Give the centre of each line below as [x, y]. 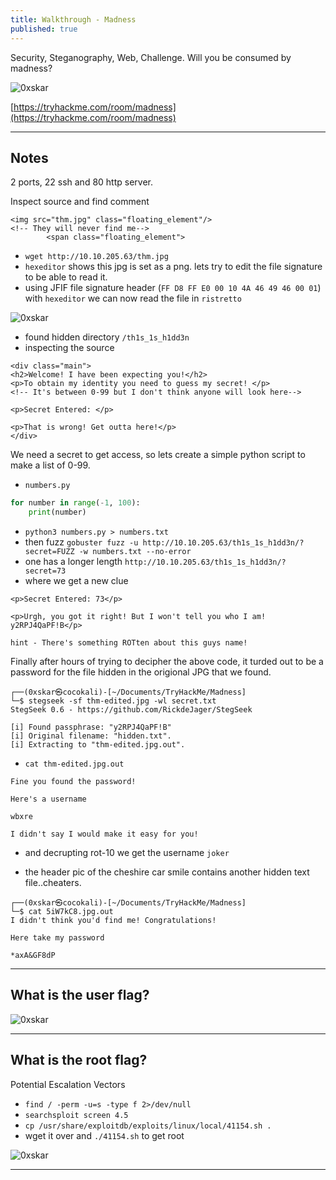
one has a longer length [73, 562]
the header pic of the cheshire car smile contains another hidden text [167, 872]
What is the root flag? [79, 1060]
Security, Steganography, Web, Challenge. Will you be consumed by [151, 57]
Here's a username [48, 799]
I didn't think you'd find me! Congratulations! [113, 921]
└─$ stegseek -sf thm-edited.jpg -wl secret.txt [113, 701]
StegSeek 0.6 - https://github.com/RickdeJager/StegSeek [131, 710]
